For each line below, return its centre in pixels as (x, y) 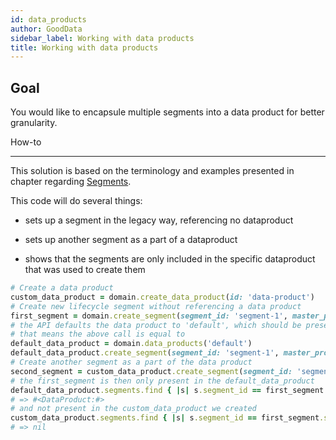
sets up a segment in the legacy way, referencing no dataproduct (159, 220)
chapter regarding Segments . (71, 182)
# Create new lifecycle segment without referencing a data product (156, 306)
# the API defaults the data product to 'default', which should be (156, 325)
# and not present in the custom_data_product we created (133, 409)
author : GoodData (46, 29)
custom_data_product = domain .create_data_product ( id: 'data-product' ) (162, 297)
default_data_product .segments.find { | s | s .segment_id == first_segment (167, 390)
